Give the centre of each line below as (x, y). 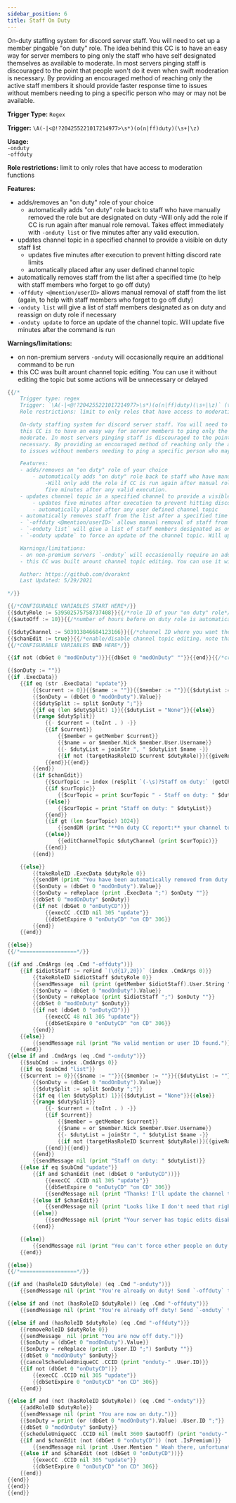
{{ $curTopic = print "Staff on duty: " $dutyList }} (135, 808)
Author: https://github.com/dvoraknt (75, 574)
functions (21, 175)
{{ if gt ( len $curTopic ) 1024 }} (92, 821)
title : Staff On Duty (39, 20)
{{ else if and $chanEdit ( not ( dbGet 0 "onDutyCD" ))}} (102, 1454)
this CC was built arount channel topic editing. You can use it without (117, 372)
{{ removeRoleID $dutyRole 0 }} (64, 1330)
